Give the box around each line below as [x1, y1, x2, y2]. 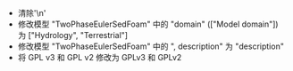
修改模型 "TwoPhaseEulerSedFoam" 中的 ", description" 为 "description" [17, 41, 284, 51]
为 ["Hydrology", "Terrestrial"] [17, 30, 128, 40]
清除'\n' [17, 8, 46, 18]
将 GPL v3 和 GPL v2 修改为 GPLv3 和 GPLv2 [17, 52, 182, 62]
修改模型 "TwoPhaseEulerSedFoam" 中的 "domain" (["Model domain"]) [17, 19, 279, 29]
